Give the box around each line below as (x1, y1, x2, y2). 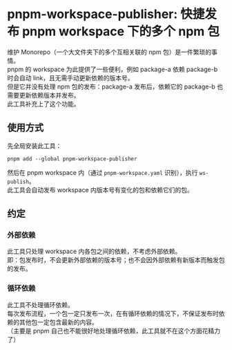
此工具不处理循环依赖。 (7, 300, 74, 308)
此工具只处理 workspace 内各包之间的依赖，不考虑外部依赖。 (7, 247, 182, 256)
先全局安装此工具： (7, 141, 62, 149)
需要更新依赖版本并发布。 (7, 91, 80, 99)
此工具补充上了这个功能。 (7, 100, 80, 108)
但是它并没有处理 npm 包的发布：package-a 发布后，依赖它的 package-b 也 (7, 82, 223, 91)
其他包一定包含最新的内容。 (19, 317, 98, 326)
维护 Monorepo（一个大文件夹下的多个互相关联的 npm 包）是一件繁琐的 (7, 48, 212, 56)
